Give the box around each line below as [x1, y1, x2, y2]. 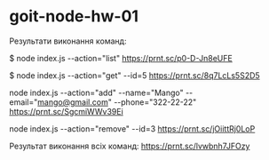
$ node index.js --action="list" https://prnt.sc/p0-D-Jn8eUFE [9, 52, 233, 63]
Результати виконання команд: [9, 36, 127, 46]
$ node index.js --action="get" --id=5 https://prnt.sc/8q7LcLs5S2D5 [9, 69, 260, 81]
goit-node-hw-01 [9, 6, 139, 27]
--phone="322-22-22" [114, 96, 197, 108]
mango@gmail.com [36, 96, 108, 108]
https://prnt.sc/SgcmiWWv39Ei [9, 106, 124, 116]
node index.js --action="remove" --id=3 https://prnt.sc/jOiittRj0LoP [9, 123, 256, 134]
